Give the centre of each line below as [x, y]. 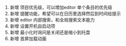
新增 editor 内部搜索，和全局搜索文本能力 [52, 20]
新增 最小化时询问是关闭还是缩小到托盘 [50, 32]
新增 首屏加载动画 [28, 38]
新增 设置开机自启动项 [32, 26]
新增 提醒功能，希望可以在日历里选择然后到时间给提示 [65, 13]
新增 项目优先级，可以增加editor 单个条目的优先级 [61, 7]
